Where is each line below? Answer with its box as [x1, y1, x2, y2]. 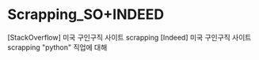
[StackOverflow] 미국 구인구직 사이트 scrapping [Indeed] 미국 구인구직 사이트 [7, 32, 252, 42]
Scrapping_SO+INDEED [7, 6, 164, 24]
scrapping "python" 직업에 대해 [7, 42, 108, 52]
